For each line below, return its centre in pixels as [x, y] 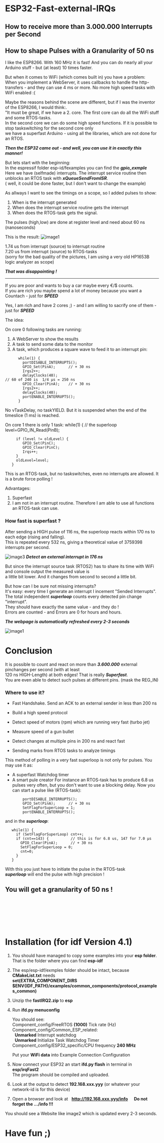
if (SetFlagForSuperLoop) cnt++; [50, 834]
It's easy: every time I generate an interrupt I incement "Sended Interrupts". [81, 591]
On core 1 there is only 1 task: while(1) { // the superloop [61, 425]
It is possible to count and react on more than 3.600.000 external [71, 664]
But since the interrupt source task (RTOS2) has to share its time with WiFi [80, 566]
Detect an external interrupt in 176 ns [65, 557]
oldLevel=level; [32, 461]
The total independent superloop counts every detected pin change [73, 596]
